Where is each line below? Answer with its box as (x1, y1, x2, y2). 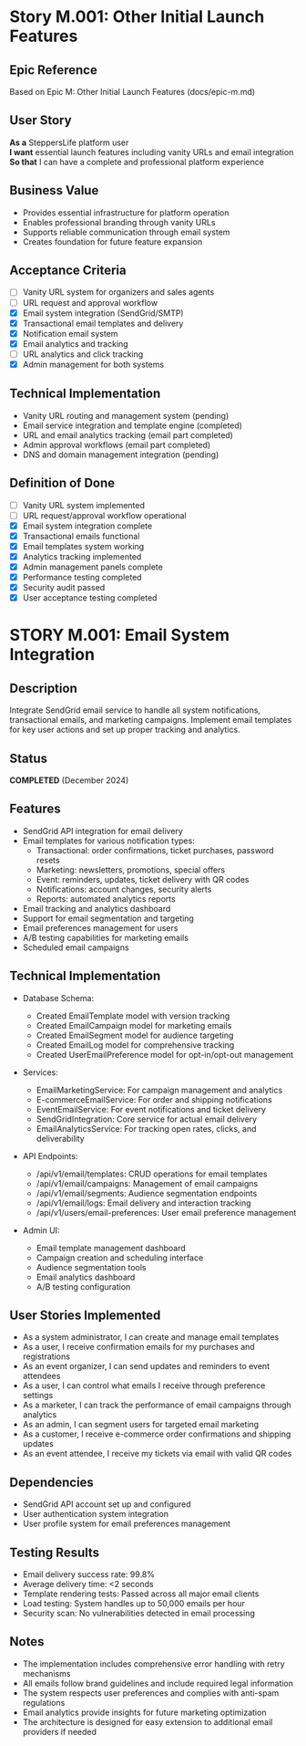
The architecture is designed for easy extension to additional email (22, 1716, 273, 1727)
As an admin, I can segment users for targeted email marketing (22, 1419, 260, 1430)
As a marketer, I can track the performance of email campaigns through (22, 1399, 291, 1411)
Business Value (9, 183, 99, 198)
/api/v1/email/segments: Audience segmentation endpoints (36, 1187, 258, 1198)
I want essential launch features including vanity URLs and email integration (9, 146, 294, 157)
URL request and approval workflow (22, 297, 158, 308)
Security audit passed (22, 582, 106, 593)
